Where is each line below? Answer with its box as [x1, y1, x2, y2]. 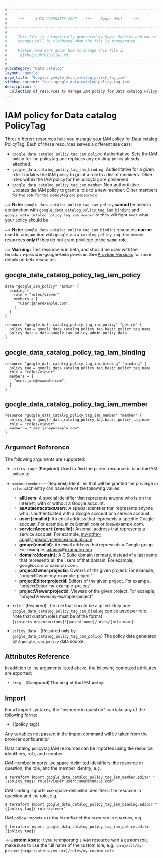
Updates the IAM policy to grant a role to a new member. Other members [12, 187, 158, 193]
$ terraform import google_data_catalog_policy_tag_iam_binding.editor [5, 802, 153, 807]
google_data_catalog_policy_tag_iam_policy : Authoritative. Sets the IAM [12, 151, 158, 156]
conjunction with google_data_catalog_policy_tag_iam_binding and [5, 207, 140, 213]
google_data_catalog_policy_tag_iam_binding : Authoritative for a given [12, 166, 154, 172]
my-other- [81, 531, 101, 537]
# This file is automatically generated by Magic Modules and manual [5, 35, 158, 39]
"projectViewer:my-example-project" [19, 593, 94, 599]
